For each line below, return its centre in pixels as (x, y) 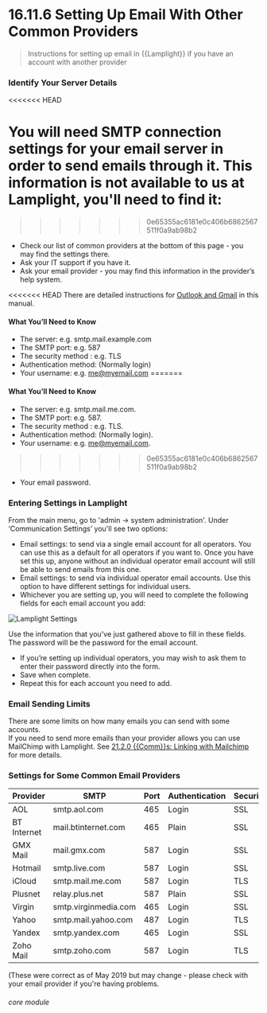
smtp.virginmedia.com (95, 907)
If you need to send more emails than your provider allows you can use (124, 738)
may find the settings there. (65, 254)
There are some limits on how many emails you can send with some (119, 721)
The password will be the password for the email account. (103, 642)
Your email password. (55, 482)
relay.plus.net (78, 894)
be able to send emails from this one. (80, 569)
